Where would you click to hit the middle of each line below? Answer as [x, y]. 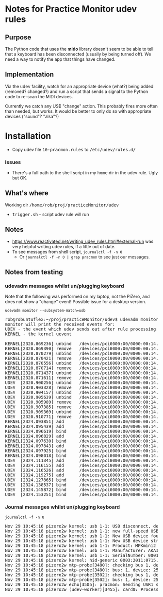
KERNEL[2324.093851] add [34, 422]
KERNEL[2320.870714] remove [38, 368]
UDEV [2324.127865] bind [36, 480]
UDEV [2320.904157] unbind [38, 392]
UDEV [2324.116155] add [34, 465]
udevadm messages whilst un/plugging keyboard [65, 286]
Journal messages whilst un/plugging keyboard [63, 507]
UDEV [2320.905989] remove [38, 402]
